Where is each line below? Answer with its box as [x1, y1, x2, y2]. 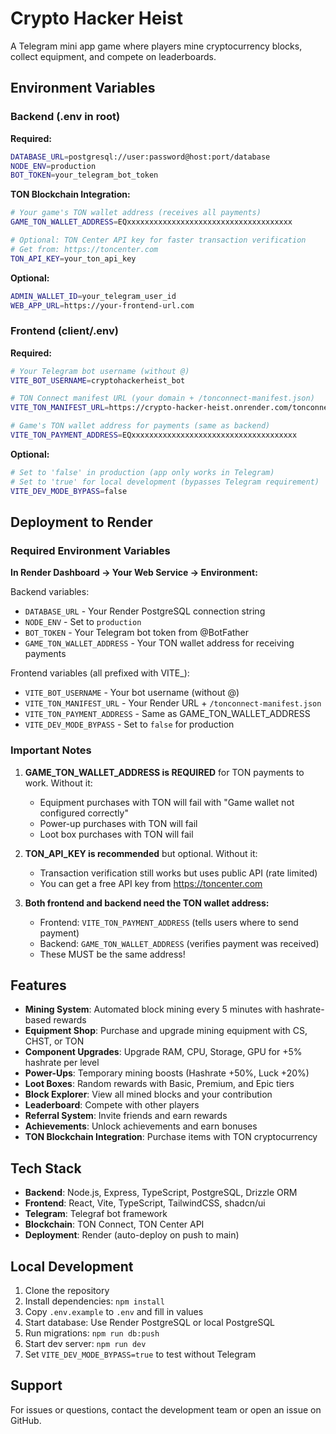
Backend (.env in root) [10, 110, 121, 124]
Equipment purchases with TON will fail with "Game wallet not [39, 796, 295, 808]
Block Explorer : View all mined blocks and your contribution [24, 1088, 273, 1101]
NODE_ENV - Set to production [24, 616, 142, 628]
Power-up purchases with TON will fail [39, 817, 198, 829]
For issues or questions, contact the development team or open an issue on [10, 1403, 322, 1416]
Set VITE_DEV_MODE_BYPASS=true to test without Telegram [24, 1348, 257, 1360]
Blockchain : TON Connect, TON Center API [24, 1218, 205, 1231]
